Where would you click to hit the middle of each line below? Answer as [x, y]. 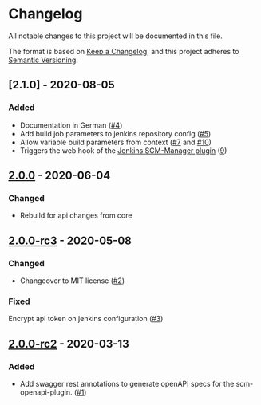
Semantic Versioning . [43, 60]
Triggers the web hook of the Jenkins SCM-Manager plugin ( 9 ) [123, 150]
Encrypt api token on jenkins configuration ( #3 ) [86, 319]
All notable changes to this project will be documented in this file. [116, 36]
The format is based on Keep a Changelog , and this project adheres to [124, 51]
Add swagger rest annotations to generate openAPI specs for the [127, 383]
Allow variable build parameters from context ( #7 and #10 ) [115, 142]
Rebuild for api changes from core [76, 215]
